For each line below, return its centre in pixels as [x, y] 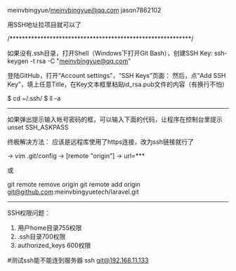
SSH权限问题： [29, 213]
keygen [18, 61]
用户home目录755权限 [50, 228]
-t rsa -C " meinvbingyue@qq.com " [80, 61]
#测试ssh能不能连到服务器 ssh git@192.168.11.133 [78, 260]
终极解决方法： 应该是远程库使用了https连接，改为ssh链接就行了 [101, 142]
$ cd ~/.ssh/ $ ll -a [34, 98]
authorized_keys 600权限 [54, 245]
